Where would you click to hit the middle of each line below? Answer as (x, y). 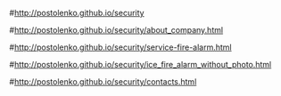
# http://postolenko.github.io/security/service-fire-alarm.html (120, 47)
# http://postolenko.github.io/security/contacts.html (103, 82)
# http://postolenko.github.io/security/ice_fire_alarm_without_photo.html (140, 64)
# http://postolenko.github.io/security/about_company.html (116, 30)
